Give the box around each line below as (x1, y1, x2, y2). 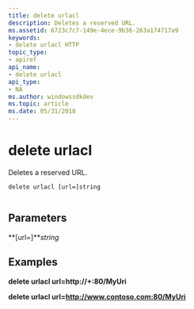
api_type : (8, 78, 41, 86)
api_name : (8, 63, 41, 71)
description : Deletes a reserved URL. (8, 19, 136, 27)
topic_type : (8, 48, 48, 56)
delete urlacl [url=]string (8, 183, 101, 191)
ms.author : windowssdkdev (8, 93, 93, 101)
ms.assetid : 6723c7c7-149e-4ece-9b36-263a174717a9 (8, 26, 179, 34)
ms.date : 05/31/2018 (8, 108, 77, 116)
